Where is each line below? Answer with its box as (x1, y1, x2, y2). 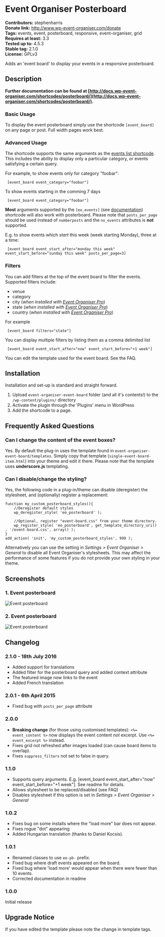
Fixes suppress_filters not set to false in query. (12, 753, 110, 758)
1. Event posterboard (5, 589, 55, 596)
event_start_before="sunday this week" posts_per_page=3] (5, 251, 126, 256)
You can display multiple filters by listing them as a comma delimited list (5, 337, 151, 343)
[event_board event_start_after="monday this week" (7, 247, 115, 252)
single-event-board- (109, 454, 151, 459)
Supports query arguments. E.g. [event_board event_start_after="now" (12, 776, 156, 782)
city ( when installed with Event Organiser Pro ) (12, 299, 106, 304)
